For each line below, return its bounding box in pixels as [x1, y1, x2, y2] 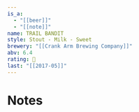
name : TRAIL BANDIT [7, 29, 64, 37]
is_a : [7, 10, 23, 17]
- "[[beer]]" [13, 17, 52, 24]
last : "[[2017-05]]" [7, 62, 68, 69]
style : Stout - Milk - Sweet [7, 36, 92, 43]
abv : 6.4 [7, 50, 33, 57]
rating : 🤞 [7, 56, 36, 63]
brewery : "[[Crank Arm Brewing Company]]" [7, 43, 133, 50]
